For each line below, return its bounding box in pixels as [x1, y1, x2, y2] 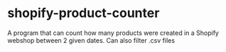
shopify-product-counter [7, 5, 160, 21]
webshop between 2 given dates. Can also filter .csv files [7, 36, 176, 44]
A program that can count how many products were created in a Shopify [7, 28, 219, 37]
